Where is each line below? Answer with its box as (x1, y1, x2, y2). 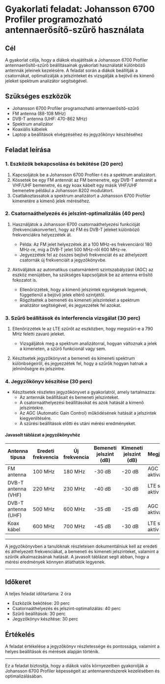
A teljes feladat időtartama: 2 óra (5, 591, 71, 597)
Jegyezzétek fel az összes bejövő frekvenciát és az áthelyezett (19, 252, 148, 258)
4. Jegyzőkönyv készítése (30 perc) (5, 378, 93, 385)
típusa (10, 454, 26, 460)
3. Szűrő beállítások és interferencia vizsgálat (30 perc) (5, 314, 141, 321)
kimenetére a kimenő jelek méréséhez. (12, 198, 91, 204)
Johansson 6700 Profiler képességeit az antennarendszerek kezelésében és (5, 668, 160, 674)
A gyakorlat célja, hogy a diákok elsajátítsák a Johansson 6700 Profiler (5, 57, 148, 63)
